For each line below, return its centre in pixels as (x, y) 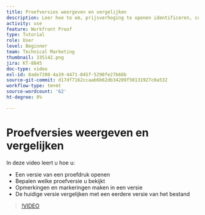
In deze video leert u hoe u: (41, 162)
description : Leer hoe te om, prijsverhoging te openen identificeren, (99, 18)
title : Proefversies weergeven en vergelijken (67, 12)
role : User (20, 40)
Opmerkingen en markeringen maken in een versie (79, 188)
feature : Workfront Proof (39, 29)
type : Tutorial (26, 35)
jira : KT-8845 (24, 63)
